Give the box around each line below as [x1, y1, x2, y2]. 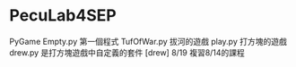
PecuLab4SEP [9, 5, 117, 26]
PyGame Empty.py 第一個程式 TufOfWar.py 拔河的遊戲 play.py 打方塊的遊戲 [9, 36, 287, 46]
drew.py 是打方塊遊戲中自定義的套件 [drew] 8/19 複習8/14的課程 [9, 46, 245, 58]
